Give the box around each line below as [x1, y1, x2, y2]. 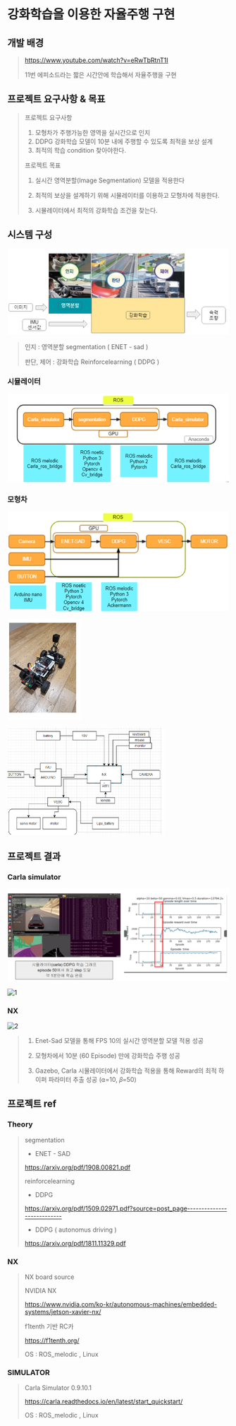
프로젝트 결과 [7, 850, 61, 862]
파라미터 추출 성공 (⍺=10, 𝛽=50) [48, 1076, 137, 1084]
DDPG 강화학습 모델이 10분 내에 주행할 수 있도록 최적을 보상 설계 [35, 137, 213, 146]
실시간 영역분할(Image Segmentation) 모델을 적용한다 [35, 176, 185, 184]
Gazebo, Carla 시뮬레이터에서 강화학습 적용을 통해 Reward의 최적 [35, 1066, 217, 1075]
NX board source [24, 1273, 75, 1281]
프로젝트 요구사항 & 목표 [7, 93, 106, 105]
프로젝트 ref [7, 1098, 57, 1110]
